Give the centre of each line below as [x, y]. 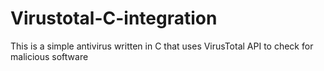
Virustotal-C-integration [114, 18]
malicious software [49, 56]
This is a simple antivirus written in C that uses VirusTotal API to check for [162, 46]
